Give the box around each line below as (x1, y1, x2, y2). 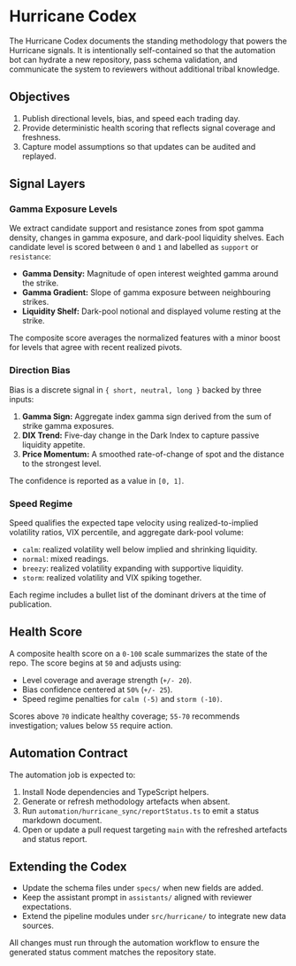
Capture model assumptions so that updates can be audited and (21, 141, 256, 152)
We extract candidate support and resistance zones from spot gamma (9, 223, 264, 234)
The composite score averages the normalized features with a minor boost (9, 332, 281, 343)
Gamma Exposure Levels (9, 203, 118, 215)
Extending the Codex (9, 860, 127, 875)
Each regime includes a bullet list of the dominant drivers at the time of (9, 589, 267, 600)
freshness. (21, 131, 62, 143)
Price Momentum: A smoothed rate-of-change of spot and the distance (21, 448, 285, 459)
